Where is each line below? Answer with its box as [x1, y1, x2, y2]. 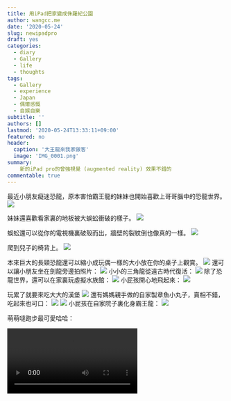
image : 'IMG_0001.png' [13, 152, 79, 160]
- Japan [13, 95, 36, 102]
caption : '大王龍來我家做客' [13, 146, 89, 153]
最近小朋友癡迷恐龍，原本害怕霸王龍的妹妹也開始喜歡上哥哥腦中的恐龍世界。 [7, 192, 226, 200]
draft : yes [7, 36, 39, 43]
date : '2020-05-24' [7, 23, 64, 30]
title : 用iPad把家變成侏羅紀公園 [7, 10, 94, 17]
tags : [7, 74, 23, 82]
